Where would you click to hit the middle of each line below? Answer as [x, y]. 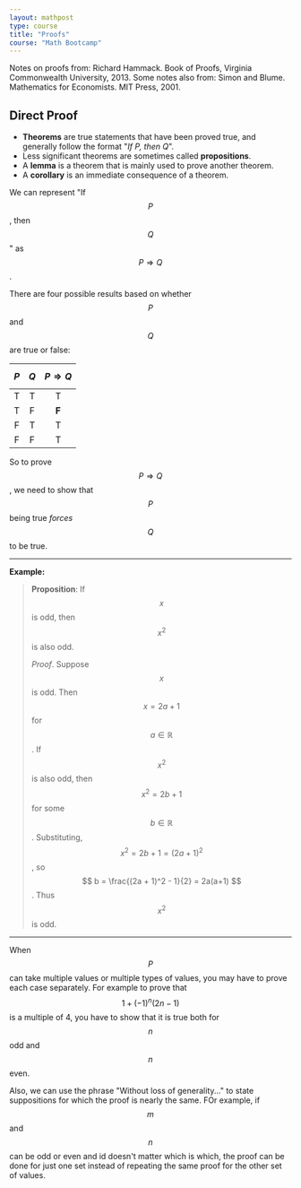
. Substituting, [57, 837]
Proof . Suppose [60, 663]
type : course [34, 26]
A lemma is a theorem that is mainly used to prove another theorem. [148, 166]
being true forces [41, 518]
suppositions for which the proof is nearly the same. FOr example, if [135, 1100]
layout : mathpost [42, 17]
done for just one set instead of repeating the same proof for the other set [146, 1166]
